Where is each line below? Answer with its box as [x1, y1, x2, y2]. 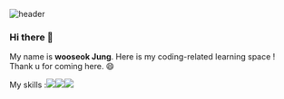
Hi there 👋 [9, 31, 54, 43]
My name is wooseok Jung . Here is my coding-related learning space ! [9, 51, 276, 62]
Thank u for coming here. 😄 [9, 61, 115, 72]
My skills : [9, 79, 47, 90]
